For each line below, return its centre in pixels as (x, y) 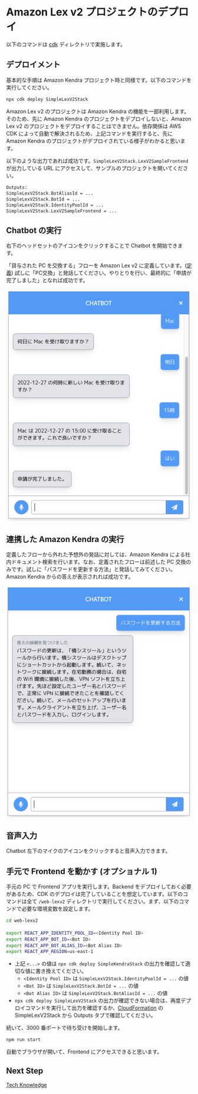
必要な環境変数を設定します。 (57, 909)
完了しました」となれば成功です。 (47, 280)
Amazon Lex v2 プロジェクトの (82, 12)
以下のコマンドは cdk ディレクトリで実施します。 (66, 44)
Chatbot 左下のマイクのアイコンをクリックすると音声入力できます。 (88, 851)
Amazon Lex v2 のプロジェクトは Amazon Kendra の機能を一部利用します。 (98, 111)
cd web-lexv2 (22, 921)
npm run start (24, 1040)
